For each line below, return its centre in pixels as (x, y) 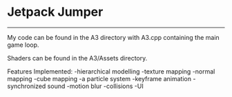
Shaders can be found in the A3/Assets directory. (77, 58)
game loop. (23, 45)
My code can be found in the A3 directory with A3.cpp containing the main (113, 37)
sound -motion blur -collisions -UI (95, 86)
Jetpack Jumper (55, 12)
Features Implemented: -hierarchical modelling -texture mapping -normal (111, 71)
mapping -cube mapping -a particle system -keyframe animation (99, 78)
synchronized (27, 86)
